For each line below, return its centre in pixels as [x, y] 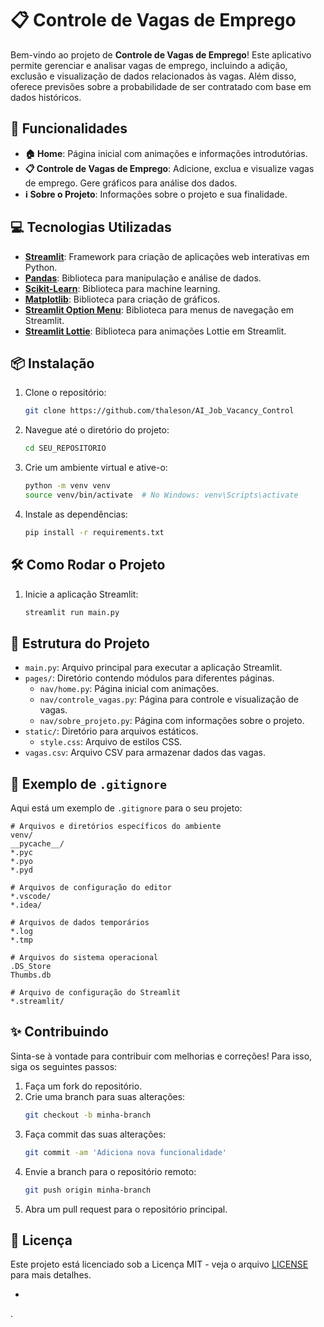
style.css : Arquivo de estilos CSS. [111, 742]
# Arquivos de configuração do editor [91, 888]
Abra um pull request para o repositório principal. [126, 1209]
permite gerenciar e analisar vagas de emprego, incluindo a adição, [149, 65]
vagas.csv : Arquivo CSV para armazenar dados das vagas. [145, 753]
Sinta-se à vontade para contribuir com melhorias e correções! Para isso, [161, 1056]
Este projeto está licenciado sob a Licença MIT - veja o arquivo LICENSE [159, 1264]
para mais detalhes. [51, 1275]
